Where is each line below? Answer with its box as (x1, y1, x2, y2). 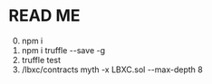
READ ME (8, 5, 81, 26)
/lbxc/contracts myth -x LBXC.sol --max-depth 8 (21, 64, 203, 75)
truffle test (21, 54, 61, 65)
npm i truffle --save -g (21, 44, 106, 55)
